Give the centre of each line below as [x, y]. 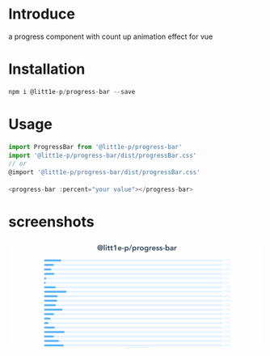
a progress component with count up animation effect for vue [111, 36]
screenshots [51, 222]
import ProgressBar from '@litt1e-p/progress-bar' [95, 146]
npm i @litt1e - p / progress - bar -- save [72, 91]
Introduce [42, 14]
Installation [47, 69]
